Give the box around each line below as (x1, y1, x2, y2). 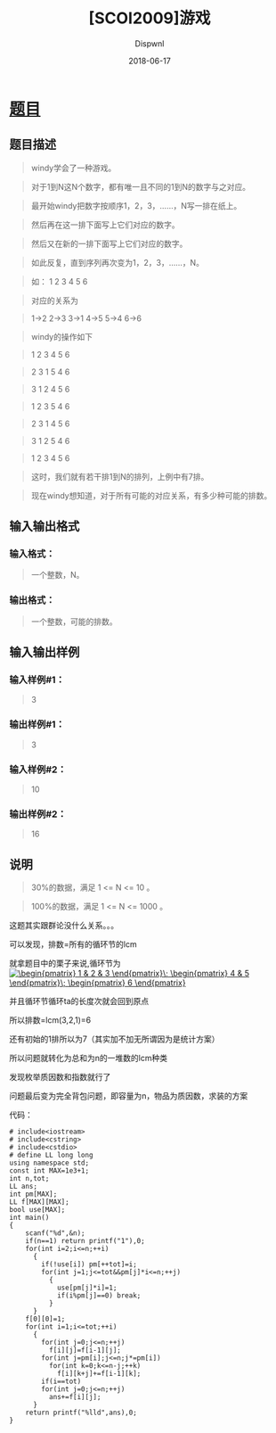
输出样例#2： (9, 808, 67, 820)
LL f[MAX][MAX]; (9, 1198, 69, 1207)
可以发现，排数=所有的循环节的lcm (9, 939, 137, 950)
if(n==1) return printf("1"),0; (25, 1237, 145, 1246)
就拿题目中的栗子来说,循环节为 (9, 958, 122, 968)
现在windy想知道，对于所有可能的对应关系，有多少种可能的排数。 (30, 490, 272, 500)
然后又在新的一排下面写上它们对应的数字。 (30, 238, 188, 249)
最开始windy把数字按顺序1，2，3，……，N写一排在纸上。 (30, 200, 242, 210)
